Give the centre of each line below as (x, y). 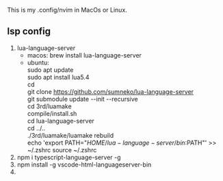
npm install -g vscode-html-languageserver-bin (84, 165)
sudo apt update (50, 70)
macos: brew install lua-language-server (84, 55)
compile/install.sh (52, 113)
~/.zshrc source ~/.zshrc (62, 149)
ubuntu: (38, 62)
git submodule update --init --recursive (82, 99)
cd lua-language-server (61, 121)
